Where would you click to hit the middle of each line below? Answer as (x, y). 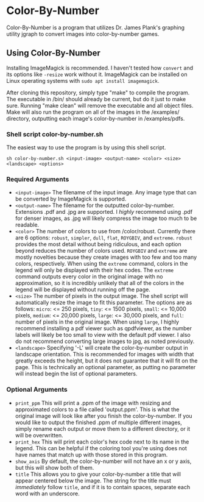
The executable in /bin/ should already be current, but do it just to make (96, 99)
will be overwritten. (39, 435)
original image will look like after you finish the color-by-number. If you (104, 415)
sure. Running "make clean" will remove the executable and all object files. (100, 105)
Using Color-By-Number (53, 53)
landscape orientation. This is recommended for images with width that (104, 355)
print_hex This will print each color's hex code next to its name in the (102, 442)
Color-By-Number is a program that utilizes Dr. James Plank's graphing (95, 27)
